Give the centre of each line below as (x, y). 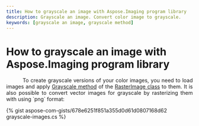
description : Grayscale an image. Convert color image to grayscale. (94, 17)
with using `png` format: (36, 99)
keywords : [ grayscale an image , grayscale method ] (70, 22)
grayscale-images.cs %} (36, 117)
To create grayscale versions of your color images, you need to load (108, 81)
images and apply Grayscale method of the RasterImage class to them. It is (100, 87)
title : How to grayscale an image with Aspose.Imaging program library (96, 11)
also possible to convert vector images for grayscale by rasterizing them (99, 93)
